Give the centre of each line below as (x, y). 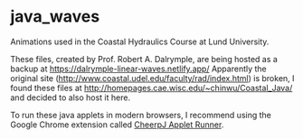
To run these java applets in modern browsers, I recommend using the (141, 115)
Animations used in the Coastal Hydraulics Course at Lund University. (140, 42)
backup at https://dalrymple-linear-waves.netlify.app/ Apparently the (139, 69)
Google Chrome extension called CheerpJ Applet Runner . (117, 125)
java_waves (55, 17)
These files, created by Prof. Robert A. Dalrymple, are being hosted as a (144, 59)
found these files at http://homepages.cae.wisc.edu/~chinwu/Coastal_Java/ (151, 88)
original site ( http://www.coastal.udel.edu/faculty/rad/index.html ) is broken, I (152, 78)
